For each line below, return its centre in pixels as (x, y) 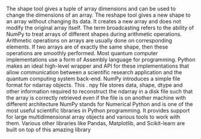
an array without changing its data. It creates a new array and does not (94, 21)
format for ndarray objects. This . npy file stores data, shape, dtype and (94, 85)
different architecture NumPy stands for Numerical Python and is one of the (100, 104)
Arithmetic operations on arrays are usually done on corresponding (89, 40)
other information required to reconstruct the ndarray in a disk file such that (100, 91)
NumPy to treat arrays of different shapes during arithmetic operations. (94, 34)
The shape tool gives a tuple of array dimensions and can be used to (91, 9)
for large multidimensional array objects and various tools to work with (93, 117)
